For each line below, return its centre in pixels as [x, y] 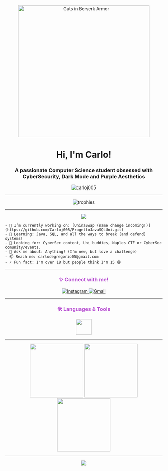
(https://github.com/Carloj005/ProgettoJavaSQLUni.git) [64, 230]
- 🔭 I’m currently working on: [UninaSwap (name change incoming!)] [78, 226]
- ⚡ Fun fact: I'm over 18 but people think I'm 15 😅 [63, 263]
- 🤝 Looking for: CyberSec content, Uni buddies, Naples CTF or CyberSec [84, 243]
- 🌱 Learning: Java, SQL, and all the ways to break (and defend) [76, 234]
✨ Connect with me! [84, 280]
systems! [14, 239]
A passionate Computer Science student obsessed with [84, 170]
